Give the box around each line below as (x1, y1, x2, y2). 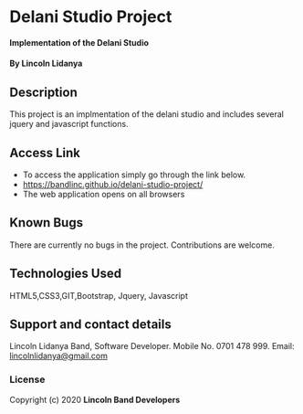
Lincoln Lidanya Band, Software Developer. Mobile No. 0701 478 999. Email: (9, 341, 295, 352)
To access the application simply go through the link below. (22, 169, 246, 180)
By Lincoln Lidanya (9, 58, 83, 69)
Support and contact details (9, 317, 172, 333)
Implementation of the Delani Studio (9, 37, 149, 48)
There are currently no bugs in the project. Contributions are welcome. (9, 239, 276, 250)
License (9, 373, 46, 386)
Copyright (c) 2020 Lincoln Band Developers (9, 394, 181, 405)
